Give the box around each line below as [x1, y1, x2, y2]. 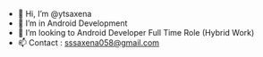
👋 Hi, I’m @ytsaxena [17, 9, 92, 19]
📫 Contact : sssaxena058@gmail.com [17, 37, 159, 48]
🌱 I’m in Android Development [17, 18, 128, 28]
